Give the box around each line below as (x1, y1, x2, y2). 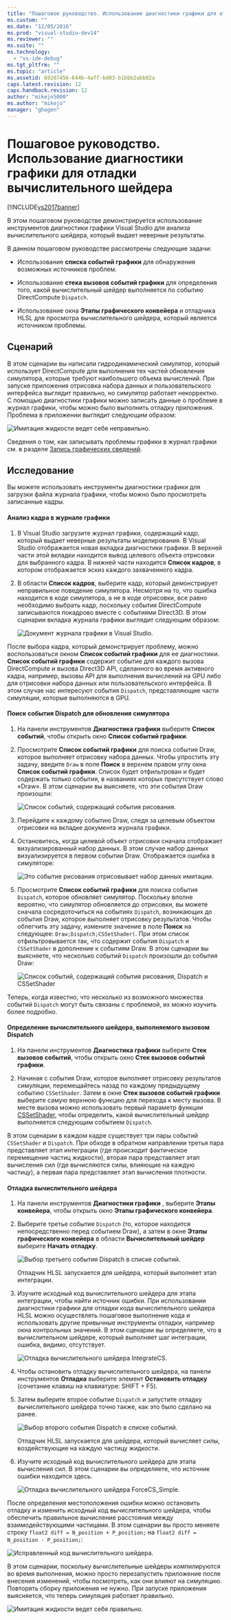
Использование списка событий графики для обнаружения (16, 257, 196, 266)
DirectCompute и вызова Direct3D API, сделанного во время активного (7, 664, 214, 673)
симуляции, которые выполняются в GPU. (7, 693, 131, 702)
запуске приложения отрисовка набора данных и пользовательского (7, 381, 212, 390)
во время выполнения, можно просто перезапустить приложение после (7, 1570, 221, 1578)
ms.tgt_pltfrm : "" (7, 61, 60, 68)
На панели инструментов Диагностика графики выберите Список (16, 724, 215, 733)
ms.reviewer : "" (7, 36, 54, 43)
